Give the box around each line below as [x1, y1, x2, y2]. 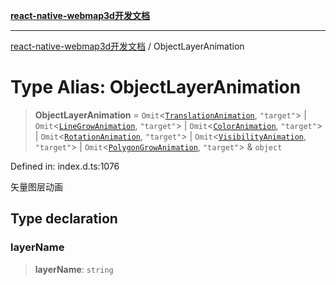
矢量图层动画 [10, 180, 63, 193]
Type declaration [10, 210, 118, 228]
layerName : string [34, 263, 114, 275]
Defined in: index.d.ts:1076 [10, 160, 120, 172]
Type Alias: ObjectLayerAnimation [10, 76, 302, 99]
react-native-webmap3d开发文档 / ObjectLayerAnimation [10, 40, 245, 52]
